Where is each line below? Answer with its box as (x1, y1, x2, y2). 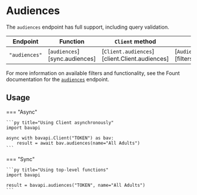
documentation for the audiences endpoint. (6, 76, 110, 83)
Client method (114, 37, 157, 45)
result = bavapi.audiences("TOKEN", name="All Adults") (6, 182, 145, 188)
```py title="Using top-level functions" (6, 167, 109, 173)
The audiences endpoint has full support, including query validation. (6, 23, 169, 30)
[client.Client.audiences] (101, 54, 169, 63)
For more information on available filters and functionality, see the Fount (6, 69, 180, 77)
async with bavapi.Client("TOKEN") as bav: (6, 135, 114, 141)
